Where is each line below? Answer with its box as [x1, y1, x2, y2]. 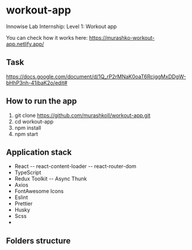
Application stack [6, 147, 72, 157]
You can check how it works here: [6, 34, 88, 41]
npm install [14, 124, 42, 131]
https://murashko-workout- [88, 34, 155, 41]
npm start [14, 130, 38, 138]
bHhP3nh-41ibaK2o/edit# [6, 79, 68, 86]
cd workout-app [14, 118, 54, 125]
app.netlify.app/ [6, 40, 44, 47]
